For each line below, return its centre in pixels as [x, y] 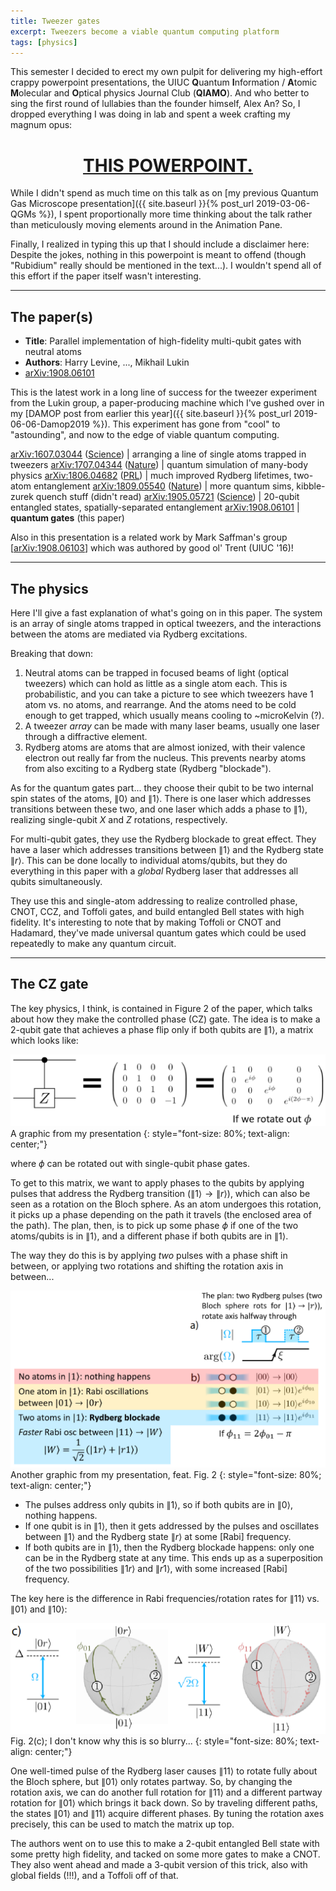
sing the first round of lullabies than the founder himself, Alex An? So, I [155, 104]
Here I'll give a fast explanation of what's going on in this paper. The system [166, 612]
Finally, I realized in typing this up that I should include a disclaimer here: [160, 244]
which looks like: [44, 1040]
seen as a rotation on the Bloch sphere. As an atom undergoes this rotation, [166, 1204]
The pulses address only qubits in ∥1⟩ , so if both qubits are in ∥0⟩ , [159, 1505]
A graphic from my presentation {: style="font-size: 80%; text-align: [150, 1133]
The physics [49, 588]
